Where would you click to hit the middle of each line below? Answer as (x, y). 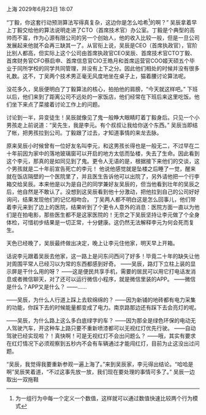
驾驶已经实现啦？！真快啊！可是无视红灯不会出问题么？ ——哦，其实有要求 (101, 335)
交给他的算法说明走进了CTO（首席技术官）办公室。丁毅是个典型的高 (109, 30)
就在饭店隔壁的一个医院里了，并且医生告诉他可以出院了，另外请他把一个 (97, 176)
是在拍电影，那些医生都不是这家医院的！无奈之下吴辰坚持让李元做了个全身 (105, 215)
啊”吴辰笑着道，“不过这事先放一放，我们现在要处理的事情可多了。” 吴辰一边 (101, 371)
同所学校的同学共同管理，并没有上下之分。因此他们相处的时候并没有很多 (108, 68)
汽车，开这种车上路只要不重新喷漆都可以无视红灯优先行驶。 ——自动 (109, 328)
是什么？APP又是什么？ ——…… (47, 286)
